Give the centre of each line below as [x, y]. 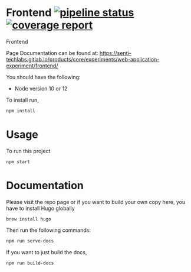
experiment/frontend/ [32, 66]
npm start [18, 162]
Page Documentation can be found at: [52, 53]
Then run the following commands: [49, 230]
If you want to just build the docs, [47, 252]
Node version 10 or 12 [41, 88]
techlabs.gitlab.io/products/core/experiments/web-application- [83, 59]
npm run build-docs [30, 263]
